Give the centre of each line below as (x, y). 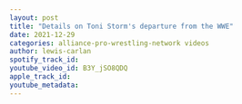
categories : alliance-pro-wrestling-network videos (109, 43)
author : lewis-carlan (50, 52)
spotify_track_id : (44, 60)
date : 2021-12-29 (42, 34)
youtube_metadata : (44, 85)
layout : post (34, 18)
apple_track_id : (40, 77)
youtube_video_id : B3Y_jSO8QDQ (69, 69)
